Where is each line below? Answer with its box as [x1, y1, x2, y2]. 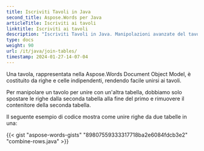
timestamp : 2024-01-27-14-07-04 [6, 54, 88, 60]
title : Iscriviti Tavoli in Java [6, 8, 91, 15]
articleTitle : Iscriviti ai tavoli [6, 20, 97, 26]
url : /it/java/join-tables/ [6, 48, 78, 54]
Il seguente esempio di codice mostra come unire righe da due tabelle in [6, 113, 187, 120]
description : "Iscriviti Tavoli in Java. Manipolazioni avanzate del [6, 31, 186, 37]
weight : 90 [6, 43, 34, 49]
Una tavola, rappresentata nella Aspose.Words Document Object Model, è [6, 70, 191, 77]
